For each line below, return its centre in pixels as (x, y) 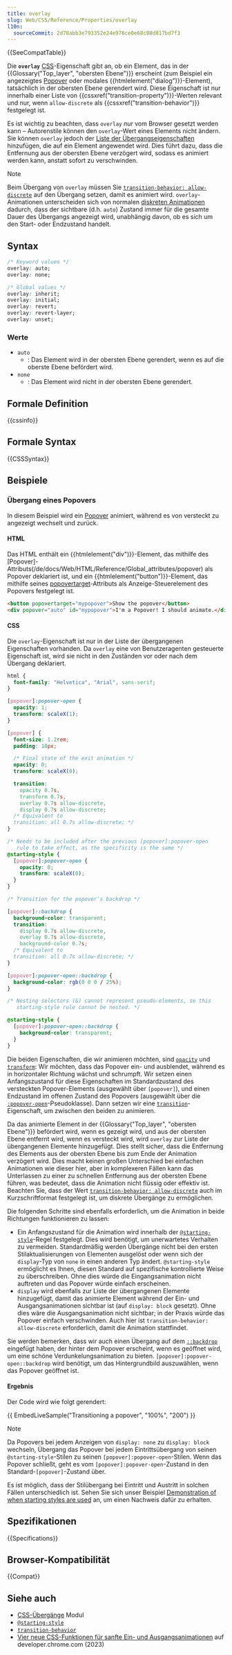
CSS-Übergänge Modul (50, 1615)
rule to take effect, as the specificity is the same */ (100, 848)
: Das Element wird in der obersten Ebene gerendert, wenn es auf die (126, 360)
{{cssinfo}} (23, 421)
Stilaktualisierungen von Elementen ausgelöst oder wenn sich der (110, 1254)
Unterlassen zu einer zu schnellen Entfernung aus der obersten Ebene (107, 1175)
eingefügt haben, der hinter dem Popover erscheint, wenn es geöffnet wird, (115, 1348)
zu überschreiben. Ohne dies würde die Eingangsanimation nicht (109, 1276)
